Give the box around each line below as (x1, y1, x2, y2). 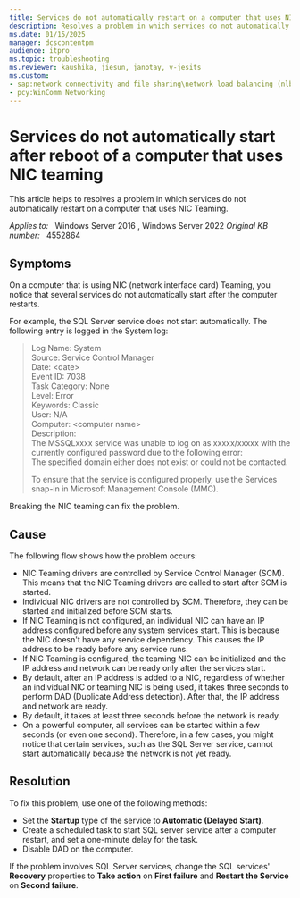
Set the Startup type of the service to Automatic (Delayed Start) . (21, 815, 264, 826)
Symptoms (9, 256, 71, 271)
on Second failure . (9, 879, 79, 890)
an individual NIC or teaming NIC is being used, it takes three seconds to (21, 682, 289, 692)
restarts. (9, 298, 40, 309)
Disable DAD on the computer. (21, 843, 134, 854)
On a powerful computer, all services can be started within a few (21, 720, 261, 731)
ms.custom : (9, 71, 50, 80)
